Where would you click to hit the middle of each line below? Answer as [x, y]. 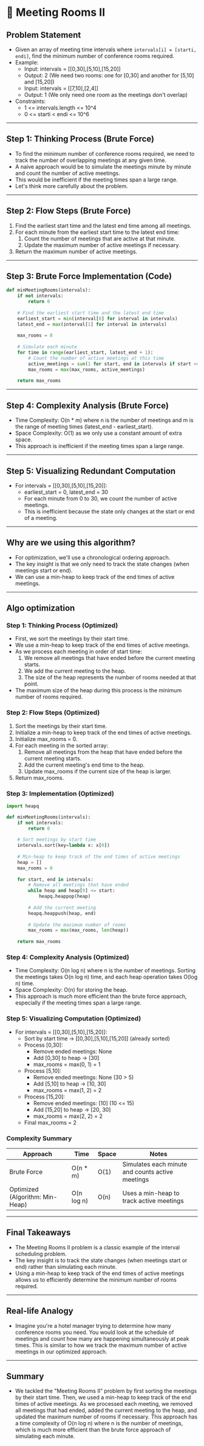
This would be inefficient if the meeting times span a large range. [96, 180]
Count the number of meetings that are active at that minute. [100, 238]
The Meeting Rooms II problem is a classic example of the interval [97, 1247]
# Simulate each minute [47, 347]
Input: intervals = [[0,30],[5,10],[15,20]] [73, 69]
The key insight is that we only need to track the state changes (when [102, 564]
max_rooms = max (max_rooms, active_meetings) [87, 370]
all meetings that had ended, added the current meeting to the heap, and [106, 1410]
